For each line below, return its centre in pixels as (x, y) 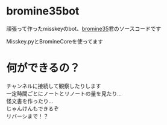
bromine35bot (43, 11)
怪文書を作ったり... (30, 101)
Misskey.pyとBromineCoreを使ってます (55, 41)
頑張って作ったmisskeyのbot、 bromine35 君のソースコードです (84, 28)
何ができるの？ (43, 68)
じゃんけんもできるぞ (33, 108)
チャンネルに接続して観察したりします (54, 86)
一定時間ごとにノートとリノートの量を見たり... (64, 93)
